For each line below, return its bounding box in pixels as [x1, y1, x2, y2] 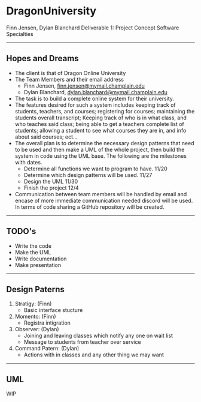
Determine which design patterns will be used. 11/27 [23, 171, 153, 178]
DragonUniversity [6, 4, 97, 18]
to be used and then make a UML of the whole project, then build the [14, 146, 185, 153]
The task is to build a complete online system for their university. [14, 95, 175, 102]
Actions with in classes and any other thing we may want [23, 351, 165, 358]
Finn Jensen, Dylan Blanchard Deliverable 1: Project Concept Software [6, 24, 179, 31]
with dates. [14, 158, 42, 166]
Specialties [6, 30, 34, 37]
